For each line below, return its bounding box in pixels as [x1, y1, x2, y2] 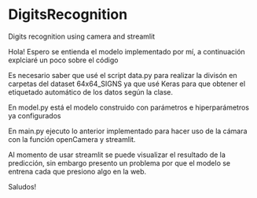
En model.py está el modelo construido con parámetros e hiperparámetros [8, 103, 250, 112]
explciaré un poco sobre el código [8, 55, 119, 65]
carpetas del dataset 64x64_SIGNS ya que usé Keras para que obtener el [8, 79, 246, 88]
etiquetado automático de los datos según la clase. [8, 87, 173, 96]
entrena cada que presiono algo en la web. [8, 166, 147, 176]
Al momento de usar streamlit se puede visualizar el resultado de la [8, 150, 226, 159]
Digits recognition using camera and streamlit [8, 32, 156, 41]
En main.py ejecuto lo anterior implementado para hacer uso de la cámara [8, 126, 248, 136]
